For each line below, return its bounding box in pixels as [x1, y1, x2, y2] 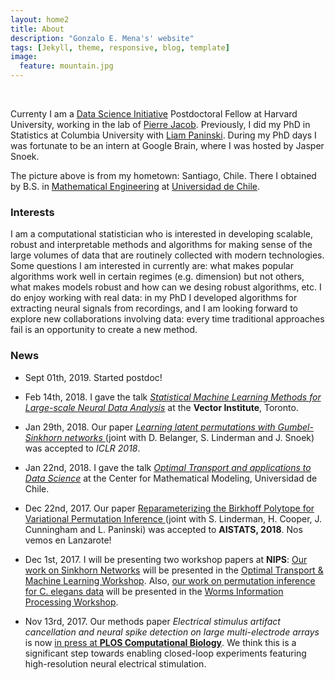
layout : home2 [10, 14, 70, 25]
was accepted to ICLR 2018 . [24, 442, 141, 454]
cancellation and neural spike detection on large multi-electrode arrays [24, 626, 320, 638]
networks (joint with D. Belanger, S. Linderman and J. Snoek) [64, 431, 315, 443]
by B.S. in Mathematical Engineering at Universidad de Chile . [10, 181, 261, 192]
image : [10, 52, 38, 62]
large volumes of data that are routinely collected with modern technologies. [10, 249, 325, 261]
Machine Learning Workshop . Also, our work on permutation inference [24, 574, 316, 586]
